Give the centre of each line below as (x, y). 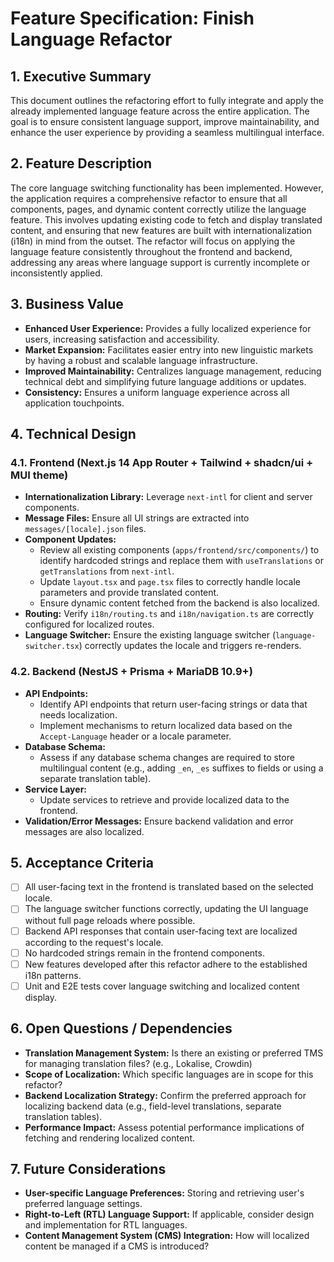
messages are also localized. (84, 831)
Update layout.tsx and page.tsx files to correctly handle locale (170, 582)
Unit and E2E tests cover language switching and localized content (162, 986)
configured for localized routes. (89, 624)
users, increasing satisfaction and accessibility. (122, 339)
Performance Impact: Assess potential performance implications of (164, 1127)
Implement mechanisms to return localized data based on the (166, 725)
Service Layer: (56, 789)
